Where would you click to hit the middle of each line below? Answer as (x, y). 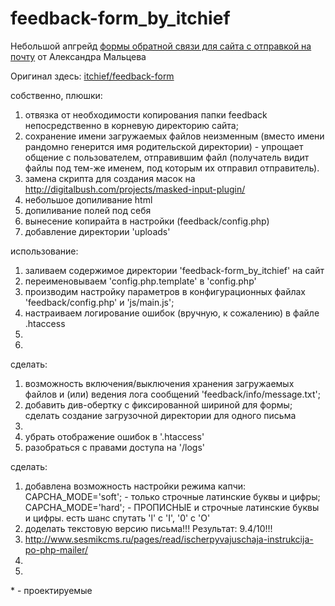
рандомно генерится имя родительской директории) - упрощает (164, 146)
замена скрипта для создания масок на (110, 178)
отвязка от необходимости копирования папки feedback (146, 114)
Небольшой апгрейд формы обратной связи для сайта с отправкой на (161, 46)
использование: (44, 251)
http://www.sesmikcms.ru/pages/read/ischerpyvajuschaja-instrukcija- (169, 539)
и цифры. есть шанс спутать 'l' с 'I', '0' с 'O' (117, 518)
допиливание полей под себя (88, 210)
